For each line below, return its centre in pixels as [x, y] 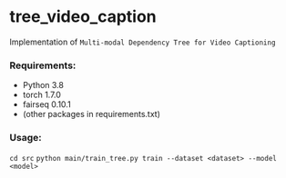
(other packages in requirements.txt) [92, 114]
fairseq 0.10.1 [46, 104]
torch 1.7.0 [42, 95]
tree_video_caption [83, 17]
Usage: [26, 138]
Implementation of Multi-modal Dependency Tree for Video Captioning [143, 42]
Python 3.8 [43, 85]
